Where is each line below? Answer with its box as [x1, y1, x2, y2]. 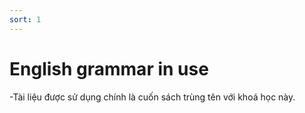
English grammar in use [9, 57, 209, 80]
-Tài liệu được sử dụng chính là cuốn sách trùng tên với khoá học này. [9, 91, 296, 103]
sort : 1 [9, 14, 42, 25]
